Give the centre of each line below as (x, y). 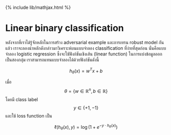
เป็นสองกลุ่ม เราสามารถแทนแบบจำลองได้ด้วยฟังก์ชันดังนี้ (52, 60)
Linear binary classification (65, 28)
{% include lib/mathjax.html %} (38, 7)
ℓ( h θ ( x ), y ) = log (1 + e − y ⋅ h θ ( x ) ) (86, 127)
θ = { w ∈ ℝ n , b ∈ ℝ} (86, 91)
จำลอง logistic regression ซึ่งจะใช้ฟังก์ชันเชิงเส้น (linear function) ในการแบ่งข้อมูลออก (84, 54)
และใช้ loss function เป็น (29, 116)
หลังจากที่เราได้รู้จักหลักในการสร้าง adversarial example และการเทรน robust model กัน (85, 42)
